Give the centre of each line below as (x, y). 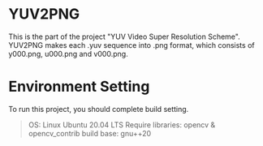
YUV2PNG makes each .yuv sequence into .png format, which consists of (131, 45)
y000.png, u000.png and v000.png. (68, 54)
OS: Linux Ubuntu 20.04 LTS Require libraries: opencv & (122, 125)
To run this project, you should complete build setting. (99, 109)
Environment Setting (79, 87)
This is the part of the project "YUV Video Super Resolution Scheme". (125, 36)
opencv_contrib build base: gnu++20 (90, 133)
